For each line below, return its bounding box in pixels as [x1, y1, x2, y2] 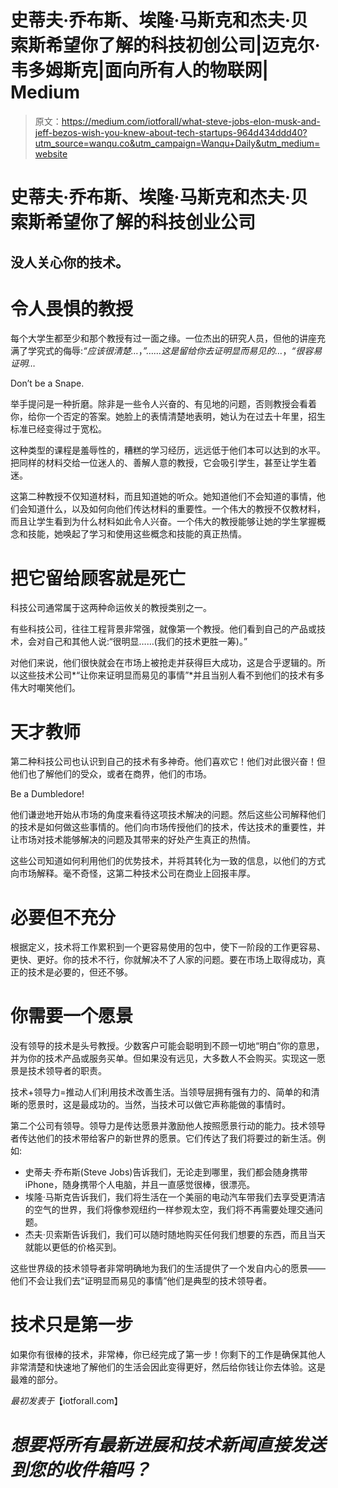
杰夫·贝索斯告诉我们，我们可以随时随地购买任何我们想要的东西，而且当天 [24, 1229, 326, 1241]
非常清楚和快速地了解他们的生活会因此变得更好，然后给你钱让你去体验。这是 [10, 1361, 326, 1373]
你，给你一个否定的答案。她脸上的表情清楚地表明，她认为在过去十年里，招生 [10, 411, 326, 423]
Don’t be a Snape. [10, 377, 85, 390]
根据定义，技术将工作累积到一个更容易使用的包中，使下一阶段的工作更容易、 [10, 941, 326, 953]
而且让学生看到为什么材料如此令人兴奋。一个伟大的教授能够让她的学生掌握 [10, 516, 317, 528]
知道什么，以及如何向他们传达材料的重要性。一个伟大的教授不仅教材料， [27, 503, 326, 515]
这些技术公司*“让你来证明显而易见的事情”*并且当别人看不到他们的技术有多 [18, 669, 325, 681]
